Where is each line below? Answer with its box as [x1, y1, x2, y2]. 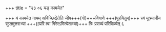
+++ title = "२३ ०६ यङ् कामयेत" [5, 5, 65, 11]
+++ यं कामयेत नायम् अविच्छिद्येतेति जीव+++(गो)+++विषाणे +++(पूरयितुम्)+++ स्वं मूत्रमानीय [5, 15, 161, 21]
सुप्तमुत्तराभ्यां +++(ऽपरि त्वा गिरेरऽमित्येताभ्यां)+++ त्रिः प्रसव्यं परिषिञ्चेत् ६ [5, 21, 125, 26]
